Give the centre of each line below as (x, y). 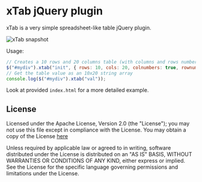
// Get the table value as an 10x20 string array (70, 73)
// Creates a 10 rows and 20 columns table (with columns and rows (93, 62)
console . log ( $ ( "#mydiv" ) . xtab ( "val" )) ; (56, 79)
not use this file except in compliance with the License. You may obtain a (96, 130)
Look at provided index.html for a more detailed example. (78, 90)
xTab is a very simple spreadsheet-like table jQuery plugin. (79, 28)
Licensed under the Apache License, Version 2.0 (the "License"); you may (98, 124)
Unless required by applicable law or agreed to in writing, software (89, 148)
